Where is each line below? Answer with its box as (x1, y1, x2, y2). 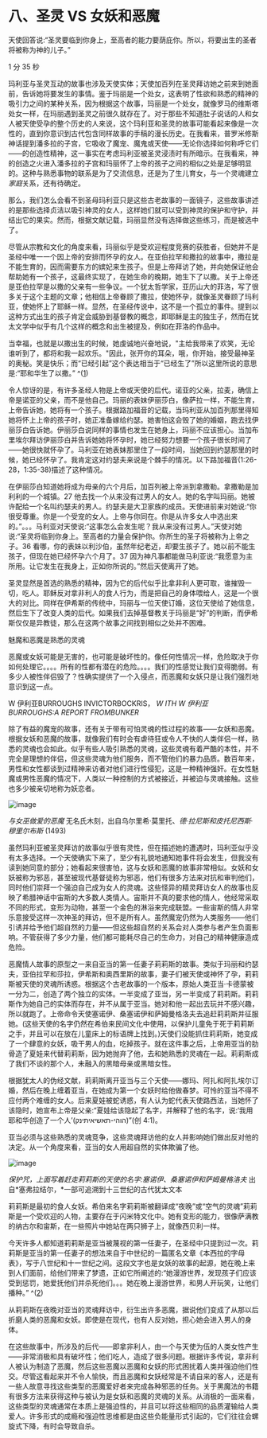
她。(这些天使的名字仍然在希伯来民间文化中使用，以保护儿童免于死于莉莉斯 (8, 1019, 255, 1028)
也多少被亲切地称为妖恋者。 (8, 783, 99, 793)
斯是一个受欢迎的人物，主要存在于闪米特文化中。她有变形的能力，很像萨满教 (8, 1211, 259, 1221)
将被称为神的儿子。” (8, 45, 72, 54)
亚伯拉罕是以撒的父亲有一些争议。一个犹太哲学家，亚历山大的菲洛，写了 (14, 282, 252, 291)
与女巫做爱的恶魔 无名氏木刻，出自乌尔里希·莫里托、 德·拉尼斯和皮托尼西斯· (8, 816, 253, 825)
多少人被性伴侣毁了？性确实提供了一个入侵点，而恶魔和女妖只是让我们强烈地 (8, 672, 259, 681)
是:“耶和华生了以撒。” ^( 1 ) (8, 368, 89, 378)
